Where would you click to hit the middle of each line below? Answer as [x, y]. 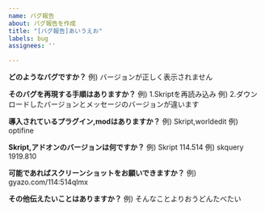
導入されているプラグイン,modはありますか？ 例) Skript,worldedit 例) [123, 121]
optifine [21, 131]
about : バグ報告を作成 [42, 23]
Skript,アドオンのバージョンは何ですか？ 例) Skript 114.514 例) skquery [126, 147]
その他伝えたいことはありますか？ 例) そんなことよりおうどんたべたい [125, 199]
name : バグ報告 [32, 16]
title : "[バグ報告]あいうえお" [55, 31]
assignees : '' [32, 46]
